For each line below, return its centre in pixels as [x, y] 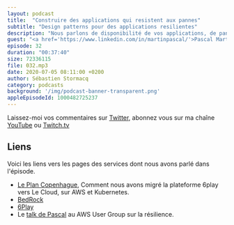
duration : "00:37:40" [39, 53]
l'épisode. [22, 171]
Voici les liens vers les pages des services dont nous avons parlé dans [109, 164]
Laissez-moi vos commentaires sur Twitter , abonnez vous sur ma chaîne [111, 118]
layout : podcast [31, 14]
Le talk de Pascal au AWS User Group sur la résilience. [95, 214]
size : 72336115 [29, 59]
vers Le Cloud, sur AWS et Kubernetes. [73, 192]
